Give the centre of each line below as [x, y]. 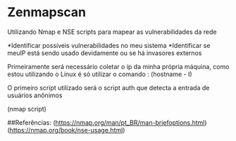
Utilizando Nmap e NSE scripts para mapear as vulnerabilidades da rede [112, 32]
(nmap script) [27, 109]
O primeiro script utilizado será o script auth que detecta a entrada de [108, 87]
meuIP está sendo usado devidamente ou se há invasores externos [105, 53]
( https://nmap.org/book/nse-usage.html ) [66, 130]
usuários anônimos [35, 95]
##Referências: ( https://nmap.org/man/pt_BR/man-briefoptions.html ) [107, 122]
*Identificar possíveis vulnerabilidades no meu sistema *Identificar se [109, 45]
